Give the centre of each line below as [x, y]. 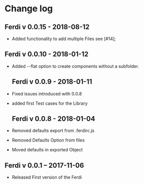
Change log [29, 9]
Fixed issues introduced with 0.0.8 [47, 93]
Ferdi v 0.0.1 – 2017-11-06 [45, 165]
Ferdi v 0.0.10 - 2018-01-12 [47, 54]
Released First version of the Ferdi [47, 177]
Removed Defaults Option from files [48, 140]
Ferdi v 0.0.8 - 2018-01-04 [53, 119]
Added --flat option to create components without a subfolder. [75, 66]
